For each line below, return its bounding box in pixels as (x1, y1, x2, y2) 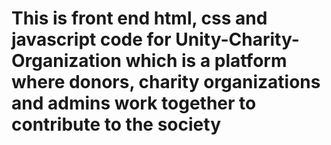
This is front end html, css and (11, 7, 268, 30)
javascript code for (11, 28, 172, 51)
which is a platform (125, 50, 288, 72)
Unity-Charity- (175, 28, 300, 51)
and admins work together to (11, 92, 257, 115)
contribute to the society (11, 113, 221, 136)
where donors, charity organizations (11, 71, 321, 94)
